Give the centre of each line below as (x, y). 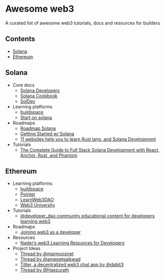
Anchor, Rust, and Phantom (49, 155)
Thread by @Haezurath (45, 270)
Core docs (23, 85)
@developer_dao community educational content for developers (87, 216)
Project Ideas (26, 248)
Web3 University (38, 205)
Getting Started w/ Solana (47, 133)
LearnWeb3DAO (37, 200)
